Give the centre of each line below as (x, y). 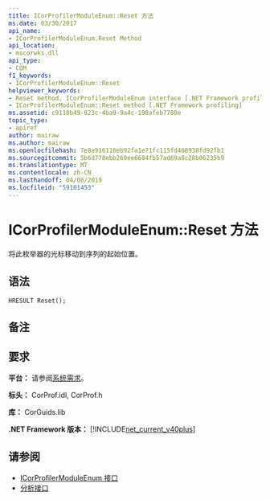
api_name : (25, 31)
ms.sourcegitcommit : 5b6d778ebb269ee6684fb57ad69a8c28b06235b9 (117, 158)
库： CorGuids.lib (37, 412)
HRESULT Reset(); (37, 301)
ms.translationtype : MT (48, 166)
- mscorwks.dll (34, 53)
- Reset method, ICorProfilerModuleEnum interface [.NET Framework (124, 98)
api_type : (25, 61)
